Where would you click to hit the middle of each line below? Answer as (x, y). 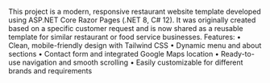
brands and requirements (50, 71)
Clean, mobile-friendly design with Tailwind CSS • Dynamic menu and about (135, 45)
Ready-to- (238, 54)
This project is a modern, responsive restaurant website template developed (135, 12)
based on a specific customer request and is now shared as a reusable (126, 28)
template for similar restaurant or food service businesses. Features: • (125, 37)
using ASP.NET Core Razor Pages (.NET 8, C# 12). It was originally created (132, 20)
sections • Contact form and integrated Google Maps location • (114, 54)
